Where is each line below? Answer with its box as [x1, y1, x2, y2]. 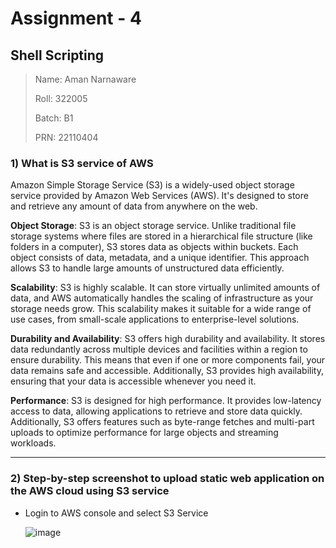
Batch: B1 [34, 112, 74, 124]
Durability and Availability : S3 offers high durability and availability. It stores [10, 333, 326, 345]
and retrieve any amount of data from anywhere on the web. [10, 200, 258, 212]
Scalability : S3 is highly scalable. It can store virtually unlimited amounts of [10, 282, 321, 294]
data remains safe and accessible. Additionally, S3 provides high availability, [10, 365, 324, 377]
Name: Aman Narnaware [34, 73, 137, 85]
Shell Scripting [10, 47, 105, 64]
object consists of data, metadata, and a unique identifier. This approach [10, 252, 310, 264]
